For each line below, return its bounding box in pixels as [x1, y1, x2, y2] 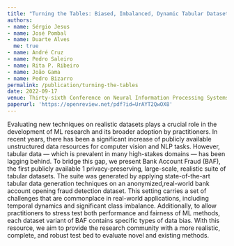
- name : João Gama [7, 68, 61, 75]
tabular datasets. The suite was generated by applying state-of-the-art [7, 171, 210, 180]
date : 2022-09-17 [7, 88, 58, 95]
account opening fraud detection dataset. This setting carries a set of [7, 186, 207, 195]
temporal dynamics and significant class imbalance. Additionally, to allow [7, 201, 217, 210]
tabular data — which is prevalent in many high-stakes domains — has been [7, 149, 226, 157]
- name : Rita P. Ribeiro [7, 62, 79, 69]
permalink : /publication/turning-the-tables [7, 82, 139, 89]
